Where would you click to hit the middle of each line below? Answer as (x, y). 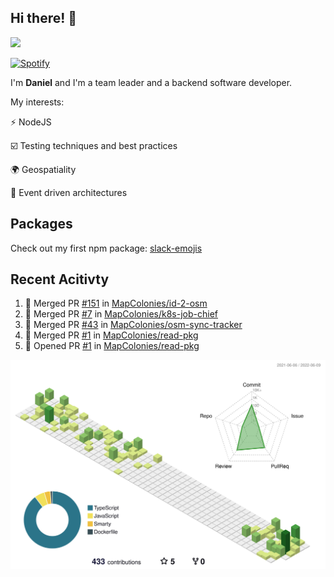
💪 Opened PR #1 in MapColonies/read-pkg (112, 346)
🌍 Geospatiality (43, 169)
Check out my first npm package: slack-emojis (106, 248)
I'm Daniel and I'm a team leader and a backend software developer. (151, 82)
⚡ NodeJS (31, 122)
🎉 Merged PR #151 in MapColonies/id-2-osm (116, 303)
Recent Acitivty (60, 279)
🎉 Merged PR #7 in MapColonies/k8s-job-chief (121, 314)
